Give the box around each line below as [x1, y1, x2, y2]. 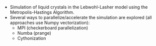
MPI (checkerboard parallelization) [17, 25, 88, 31]
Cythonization [17, 35, 46, 41]
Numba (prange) [17, 30, 51, 36]
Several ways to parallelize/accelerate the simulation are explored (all [9, 15, 152, 20]
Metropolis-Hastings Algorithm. [9, 9, 75, 15]
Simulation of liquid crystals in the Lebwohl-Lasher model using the [9, 4, 148, 10]
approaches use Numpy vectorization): [9, 20, 90, 25]
